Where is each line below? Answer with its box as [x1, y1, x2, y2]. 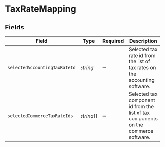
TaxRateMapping [5, 3, 76, 15]
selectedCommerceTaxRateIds [7, 113, 73, 118]
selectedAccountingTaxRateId [7, 65, 76, 70]
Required [102, 38, 124, 44]
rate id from [128, 52, 156, 59]
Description [129, 38, 157, 44]
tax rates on [128, 64, 156, 71]
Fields [5, 23, 25, 31]
